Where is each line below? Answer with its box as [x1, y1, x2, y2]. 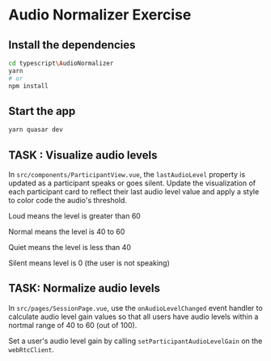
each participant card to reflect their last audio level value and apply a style [8, 187, 260, 196]
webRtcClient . [8, 344, 54, 354]
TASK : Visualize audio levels [8, 148, 158, 162]
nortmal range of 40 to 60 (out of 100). [8, 320, 138, 329]
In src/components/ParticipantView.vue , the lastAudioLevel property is [8, 170, 246, 179]
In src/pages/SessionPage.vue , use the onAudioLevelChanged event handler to [8, 303, 263, 312]
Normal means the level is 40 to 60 [8, 227, 125, 236]
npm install [8, 82, 49, 90]
